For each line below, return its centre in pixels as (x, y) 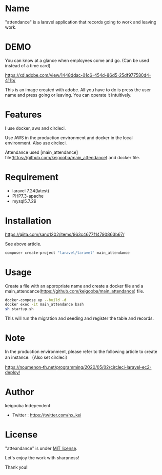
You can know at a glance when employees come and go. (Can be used (77, 60)
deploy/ (13, 372)
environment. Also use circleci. (36, 143)
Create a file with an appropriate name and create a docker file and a (74, 286)
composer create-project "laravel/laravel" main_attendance (68, 253)
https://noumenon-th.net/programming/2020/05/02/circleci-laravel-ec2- (78, 367)
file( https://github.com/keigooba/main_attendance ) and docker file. (72, 157)
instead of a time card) (28, 65)
